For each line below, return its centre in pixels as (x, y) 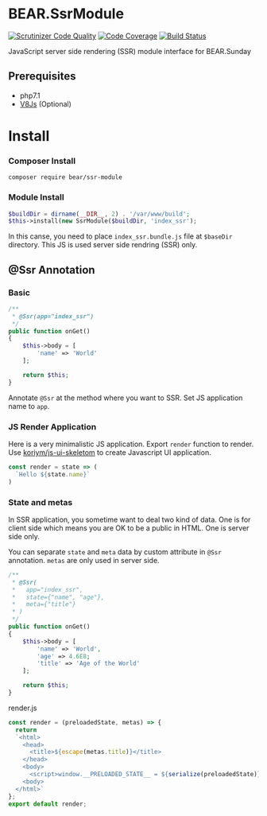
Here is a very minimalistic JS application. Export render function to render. (131, 444)
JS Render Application (52, 426)
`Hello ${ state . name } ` (53, 474)
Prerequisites (42, 76)
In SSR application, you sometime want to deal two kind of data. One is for (130, 519)
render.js (23, 708)
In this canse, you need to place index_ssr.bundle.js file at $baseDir (120, 236)
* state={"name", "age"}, (58, 597)
